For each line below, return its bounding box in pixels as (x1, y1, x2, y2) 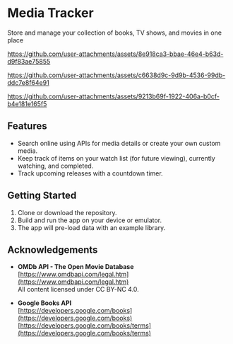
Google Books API (17, 299, 72, 307)
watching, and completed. (17, 161, 94, 170)
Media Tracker (7, 5, 94, 21)
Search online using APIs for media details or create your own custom (17, 139, 221, 147)
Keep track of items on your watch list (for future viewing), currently (17, 154, 215, 162)
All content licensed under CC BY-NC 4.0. (17, 285, 139, 294)
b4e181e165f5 (7, 99, 47, 108)
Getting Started (7, 190, 77, 202)
